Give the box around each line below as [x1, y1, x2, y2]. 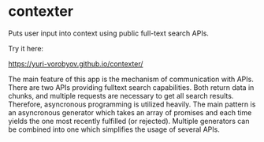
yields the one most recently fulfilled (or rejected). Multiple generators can [8, 116, 250, 125]
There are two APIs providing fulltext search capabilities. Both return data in [8, 82, 255, 92]
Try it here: [8, 43, 44, 53]
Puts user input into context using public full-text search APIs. [8, 28, 209, 38]
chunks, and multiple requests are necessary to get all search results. [8, 91, 234, 100]
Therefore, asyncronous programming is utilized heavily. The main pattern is [8, 99, 256, 109]
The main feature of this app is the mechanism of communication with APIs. [8, 74, 254, 84]
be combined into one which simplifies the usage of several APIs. [8, 125, 221, 134]
